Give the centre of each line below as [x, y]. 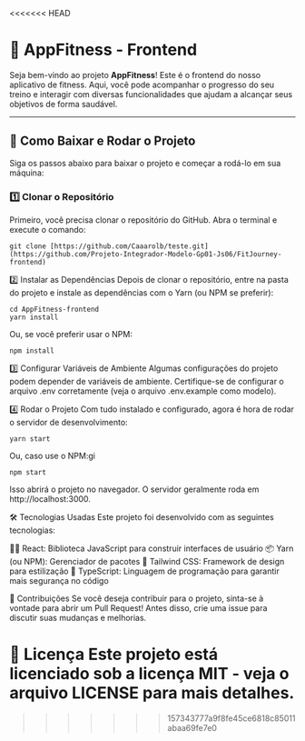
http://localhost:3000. [50, 499]
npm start [28, 473]
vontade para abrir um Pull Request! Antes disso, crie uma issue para [138, 608]
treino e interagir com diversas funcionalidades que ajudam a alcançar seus [151, 94]
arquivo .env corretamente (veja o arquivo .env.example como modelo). [143, 391]
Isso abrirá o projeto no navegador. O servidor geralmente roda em [134, 489]
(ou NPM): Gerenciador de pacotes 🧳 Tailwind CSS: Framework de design [147, 562]
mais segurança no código [59, 581]
